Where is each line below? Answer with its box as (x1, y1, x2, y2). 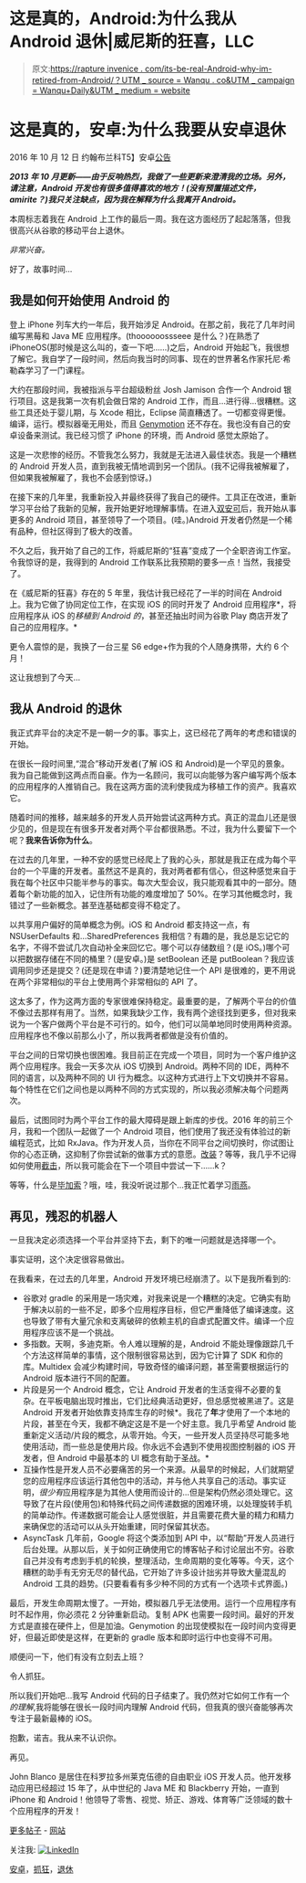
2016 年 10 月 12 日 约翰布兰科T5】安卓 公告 (9, 152, 171, 163)
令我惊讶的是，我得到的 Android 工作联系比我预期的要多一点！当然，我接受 (9, 556, 291, 567)
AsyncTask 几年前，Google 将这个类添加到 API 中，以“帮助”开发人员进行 (22, 1532, 295, 1544)
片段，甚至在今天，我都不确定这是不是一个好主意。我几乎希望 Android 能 (22, 1418, 297, 1430)
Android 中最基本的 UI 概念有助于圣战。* (56, 1453, 209, 1464)
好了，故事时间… (9, 263, 73, 274)
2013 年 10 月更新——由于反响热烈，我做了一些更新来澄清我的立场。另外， (9, 171, 291, 182)
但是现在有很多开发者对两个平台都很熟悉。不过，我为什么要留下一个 (40, 823, 297, 834)
